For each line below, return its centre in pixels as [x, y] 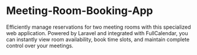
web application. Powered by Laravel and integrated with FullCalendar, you [97, 33]
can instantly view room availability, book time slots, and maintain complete [98, 39]
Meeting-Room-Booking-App [80, 11]
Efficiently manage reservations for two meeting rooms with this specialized [98, 27]
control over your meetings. [40, 46]
